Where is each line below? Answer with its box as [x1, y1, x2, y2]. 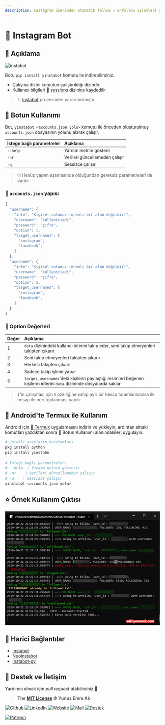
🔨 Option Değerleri [5, 323, 50, 330]
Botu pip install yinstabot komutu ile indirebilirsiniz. [5, 72, 114, 78]
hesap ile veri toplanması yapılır [17, 397, 81, 403]
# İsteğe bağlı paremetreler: [5, 460, 67, 465]
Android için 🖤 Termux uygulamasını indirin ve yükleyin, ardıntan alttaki [5, 424, 148, 430]
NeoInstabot [12, 653, 38, 659]
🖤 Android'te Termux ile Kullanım [5, 411, 108, 420]
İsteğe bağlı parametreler [7, 140, 60, 146]
